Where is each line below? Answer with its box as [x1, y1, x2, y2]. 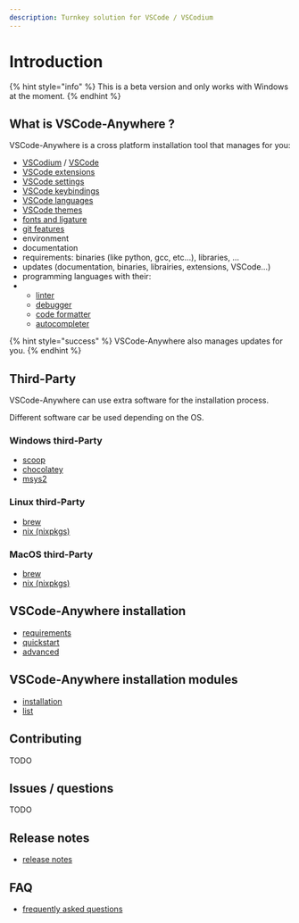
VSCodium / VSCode [21, 157, 100, 168]
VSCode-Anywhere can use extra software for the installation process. [9, 395, 270, 406]
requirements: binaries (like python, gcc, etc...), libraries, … [21, 252, 239, 263]
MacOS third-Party [9, 548, 94, 561]
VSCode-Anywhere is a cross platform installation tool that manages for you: [9, 140, 291, 151]
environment [21, 233, 70, 244]
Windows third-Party [9, 435, 103, 447]
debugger [35, 300, 72, 311]
